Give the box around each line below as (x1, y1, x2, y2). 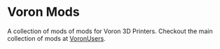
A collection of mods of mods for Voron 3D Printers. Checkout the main (7, 27, 213, 35)
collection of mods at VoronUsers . (7, 34, 106, 42)
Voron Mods (7, 4, 80, 20)
